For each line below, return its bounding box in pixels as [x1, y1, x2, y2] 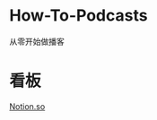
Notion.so [9, 100, 46, 112]
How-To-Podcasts [9, 5, 148, 26]
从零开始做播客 [9, 36, 65, 47]
